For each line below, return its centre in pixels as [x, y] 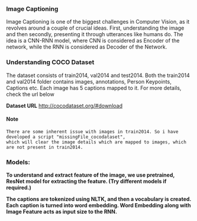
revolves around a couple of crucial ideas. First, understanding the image [95, 28]
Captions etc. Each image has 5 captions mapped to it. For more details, [94, 88]
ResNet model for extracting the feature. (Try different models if [86, 181]
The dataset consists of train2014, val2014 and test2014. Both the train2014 [98, 75]
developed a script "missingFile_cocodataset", [66, 137]
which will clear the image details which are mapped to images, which [96, 142]
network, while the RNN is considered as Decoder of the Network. [87, 47]
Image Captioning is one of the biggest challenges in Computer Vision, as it [98, 22]
